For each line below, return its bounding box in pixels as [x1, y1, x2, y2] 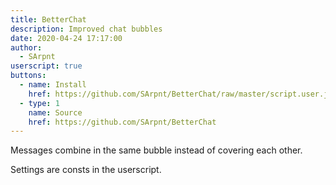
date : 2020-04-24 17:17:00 [10, 33, 123, 43]
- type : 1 [19, 98, 60, 108]
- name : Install [19, 80, 87, 90]
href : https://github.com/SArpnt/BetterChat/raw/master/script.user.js [28, 89, 333, 99]
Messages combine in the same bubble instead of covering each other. [10, 144, 303, 156]
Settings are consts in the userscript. [10, 164, 162, 176]
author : [10, 42, 43, 53]
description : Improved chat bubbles [10, 24, 163, 34]
